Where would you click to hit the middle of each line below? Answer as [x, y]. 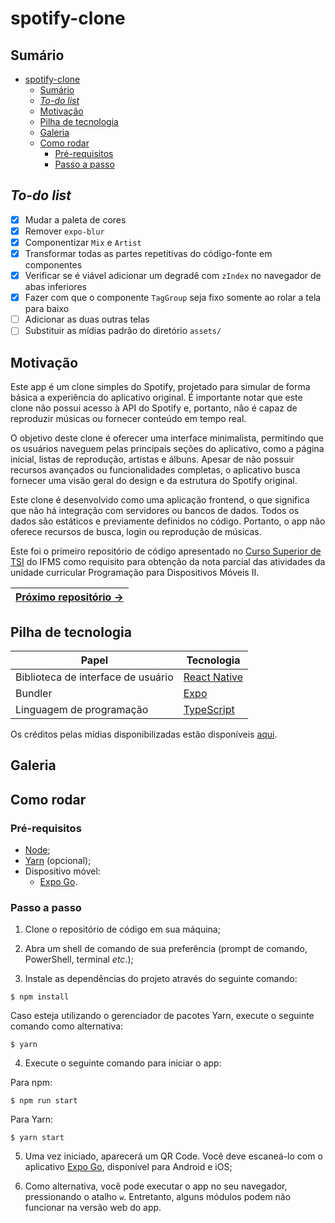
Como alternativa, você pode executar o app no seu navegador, [156, 1186]
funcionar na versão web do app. [93, 1208]
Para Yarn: [32, 1119]
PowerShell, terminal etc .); [79, 959]
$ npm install [40, 997]
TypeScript [209, 709]
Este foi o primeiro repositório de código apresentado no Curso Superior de [166, 551]
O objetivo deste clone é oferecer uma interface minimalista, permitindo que [167, 438]
